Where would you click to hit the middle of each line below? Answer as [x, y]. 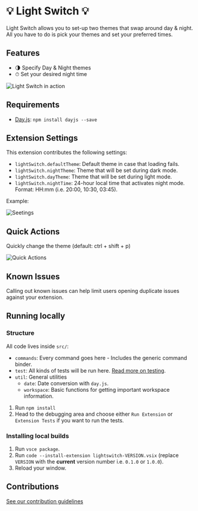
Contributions [33, 487]
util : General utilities [41, 377]
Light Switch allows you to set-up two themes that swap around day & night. [100, 28]
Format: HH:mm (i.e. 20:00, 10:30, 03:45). [66, 189]
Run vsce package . [37, 449]
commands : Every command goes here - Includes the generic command [101, 358]
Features [23, 53]
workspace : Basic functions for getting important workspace [97, 389]
